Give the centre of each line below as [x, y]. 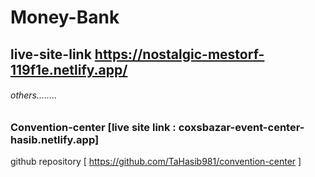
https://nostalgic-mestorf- [179, 54]
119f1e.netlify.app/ [69, 69]
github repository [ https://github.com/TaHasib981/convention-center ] [156, 162]
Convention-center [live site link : [93, 127]
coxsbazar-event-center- [241, 127]
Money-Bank [65, 17]
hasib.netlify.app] [55, 139]
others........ [34, 95]
